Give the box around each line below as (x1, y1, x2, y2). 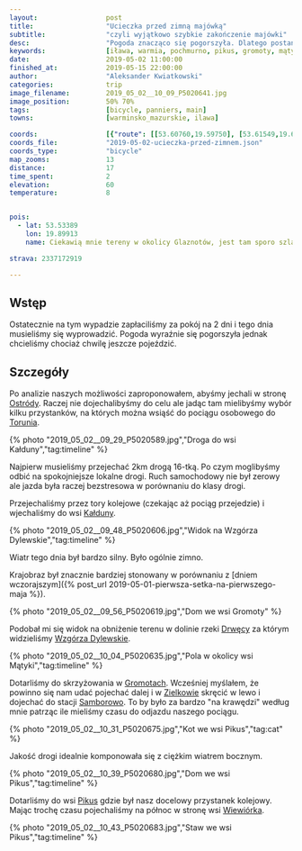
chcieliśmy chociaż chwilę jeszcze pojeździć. (9, 339, 177, 349)
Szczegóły (9, 364, 70, 379)
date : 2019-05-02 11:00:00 (9, 55, 182, 64)
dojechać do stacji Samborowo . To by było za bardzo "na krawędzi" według (9, 697, 289, 708)
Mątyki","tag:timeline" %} (9, 660, 103, 671)
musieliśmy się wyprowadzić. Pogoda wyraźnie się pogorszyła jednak (9, 329, 268, 339)
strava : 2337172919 (9, 254, 83, 263)
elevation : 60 (9, 180, 115, 189)
